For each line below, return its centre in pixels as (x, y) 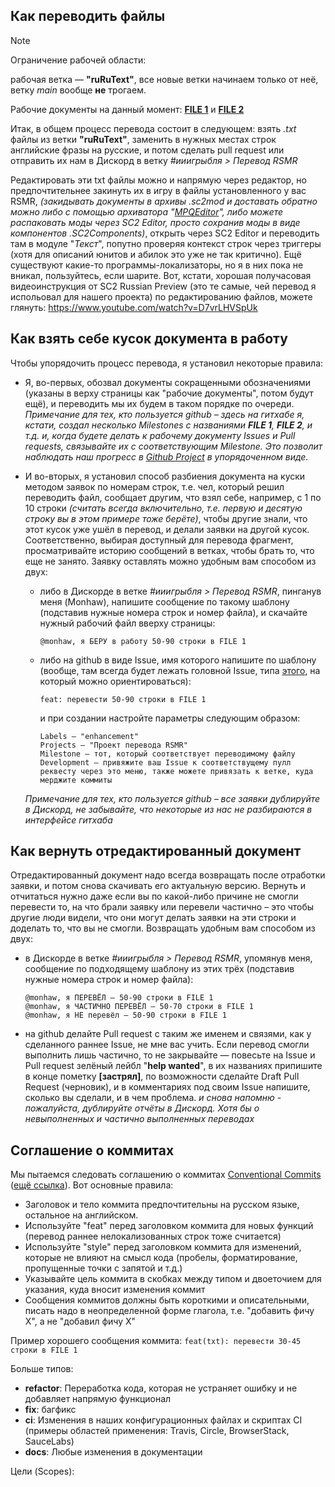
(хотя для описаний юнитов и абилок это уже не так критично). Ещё (156, 254)
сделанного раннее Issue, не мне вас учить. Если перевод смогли (167, 1045)
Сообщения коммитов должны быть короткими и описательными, (167, 1300)
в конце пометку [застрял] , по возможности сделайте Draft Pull (162, 1076)
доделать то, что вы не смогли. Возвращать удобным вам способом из (163, 928)
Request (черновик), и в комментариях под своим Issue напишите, (167, 1087)
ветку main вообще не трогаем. (78, 90)
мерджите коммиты (76, 780)
